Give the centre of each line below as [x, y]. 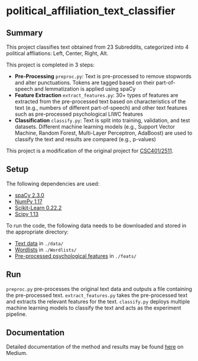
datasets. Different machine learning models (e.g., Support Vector [95, 127]
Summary [25, 33]
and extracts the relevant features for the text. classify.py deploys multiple [98, 301]
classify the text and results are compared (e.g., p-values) [85, 139]
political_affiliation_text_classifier [91, 11]
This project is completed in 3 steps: [50, 65]
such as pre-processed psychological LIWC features [79, 114]
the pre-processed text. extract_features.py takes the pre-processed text [97, 295]
